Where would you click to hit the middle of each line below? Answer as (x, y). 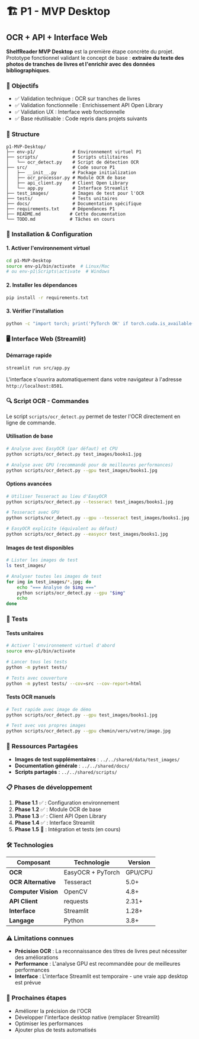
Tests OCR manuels (31, 697)
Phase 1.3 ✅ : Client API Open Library (60, 816)
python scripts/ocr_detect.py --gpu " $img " (71, 593)
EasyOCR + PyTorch (92, 873)
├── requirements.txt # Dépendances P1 (61, 209)
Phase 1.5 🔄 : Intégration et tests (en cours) (68, 829)
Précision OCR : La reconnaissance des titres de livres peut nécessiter (101, 951)
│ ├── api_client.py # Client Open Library (67, 183)
